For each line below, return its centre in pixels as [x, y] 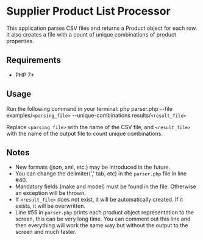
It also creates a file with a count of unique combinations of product [91, 34]
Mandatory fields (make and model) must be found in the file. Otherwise [105, 186]
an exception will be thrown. [51, 193]
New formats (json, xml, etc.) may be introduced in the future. [93, 167]
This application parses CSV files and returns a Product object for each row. [102, 28]
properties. [20, 41]
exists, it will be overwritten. [50, 206]
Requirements [34, 60]
